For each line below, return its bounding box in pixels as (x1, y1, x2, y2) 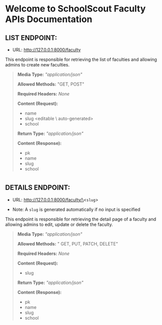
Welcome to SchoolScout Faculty (5, 3, 146, 14)
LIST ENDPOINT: (5, 33, 57, 42)
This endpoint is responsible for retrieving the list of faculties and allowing (5, 56, 157, 62)
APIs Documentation (5, 13, 93, 25)
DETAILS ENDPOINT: (5, 183, 71, 192)
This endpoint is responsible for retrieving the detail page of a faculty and (5, 216, 157, 222)
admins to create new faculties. (5, 62, 70, 67)
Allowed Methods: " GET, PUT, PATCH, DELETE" (17, 240, 118, 246)
